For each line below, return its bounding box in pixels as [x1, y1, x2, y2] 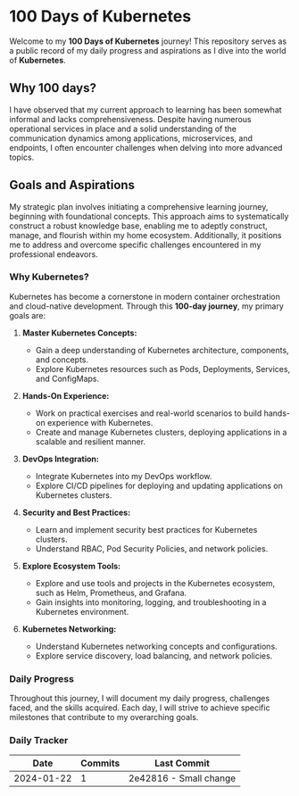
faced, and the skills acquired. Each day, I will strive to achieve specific [9, 702, 270, 713]
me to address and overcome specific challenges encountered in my [9, 239, 262, 250]
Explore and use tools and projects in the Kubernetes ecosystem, [35, 577, 275, 588]
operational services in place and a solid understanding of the [9, 123, 237, 134]
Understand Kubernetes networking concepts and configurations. [35, 641, 278, 651]
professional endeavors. [9, 248, 98, 260]
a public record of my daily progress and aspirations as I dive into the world [9, 45, 287, 55]
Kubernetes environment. [35, 606, 129, 617]
